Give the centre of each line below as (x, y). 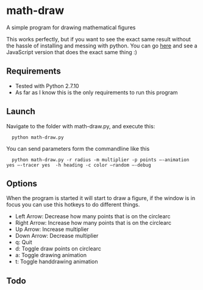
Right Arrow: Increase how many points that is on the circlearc (93, 223)
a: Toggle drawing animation (51, 255)
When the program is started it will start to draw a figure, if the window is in (101, 198)
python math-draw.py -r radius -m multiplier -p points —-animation (101, 160)
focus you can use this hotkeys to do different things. (73, 205)
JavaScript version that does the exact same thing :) (72, 52)
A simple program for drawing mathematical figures (71, 27)
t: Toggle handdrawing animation (56, 261)
